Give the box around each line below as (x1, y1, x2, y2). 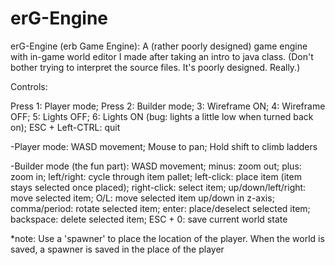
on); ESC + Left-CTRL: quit (10, 121, 121, 133)
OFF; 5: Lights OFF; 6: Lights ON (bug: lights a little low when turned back (10, 110, 314, 122)
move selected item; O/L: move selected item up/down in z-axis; (10, 192, 275, 204)
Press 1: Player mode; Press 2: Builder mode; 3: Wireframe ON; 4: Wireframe (10, 100, 326, 112)
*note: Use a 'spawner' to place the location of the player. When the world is (10, 232, 325, 244)
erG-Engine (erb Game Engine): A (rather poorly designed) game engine (10, 40, 308, 52)
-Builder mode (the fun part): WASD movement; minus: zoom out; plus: (10, 160, 302, 172)
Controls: (10, 80, 48, 92)
